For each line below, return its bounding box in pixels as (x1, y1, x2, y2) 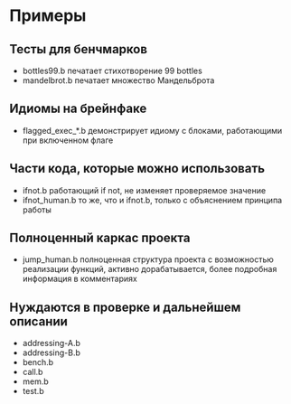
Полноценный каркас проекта (9, 230, 191, 246)
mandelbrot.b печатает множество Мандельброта (22, 75, 215, 86)
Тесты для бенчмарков (9, 42, 147, 57)
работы (22, 204, 52, 215)
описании (9, 314, 68, 329)
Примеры (9, 5, 87, 26)
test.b (22, 386, 44, 397)
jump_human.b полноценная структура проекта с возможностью (22, 254, 274, 265)
